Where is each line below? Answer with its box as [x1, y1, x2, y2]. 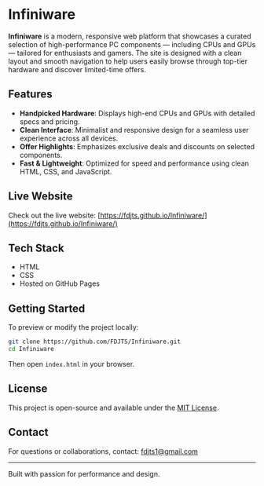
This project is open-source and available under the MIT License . [8, 403, 219, 412]
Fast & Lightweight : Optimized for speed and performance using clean [19, 159, 250, 168]
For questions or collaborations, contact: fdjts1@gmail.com [8, 446, 199, 456]
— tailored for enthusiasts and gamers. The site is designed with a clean [8, 48, 242, 57]
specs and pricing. [19, 116, 80, 126]
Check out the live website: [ [8, 210, 101, 220]
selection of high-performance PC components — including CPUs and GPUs [8, 39, 256, 49]
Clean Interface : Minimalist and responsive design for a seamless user [19, 125, 249, 134]
